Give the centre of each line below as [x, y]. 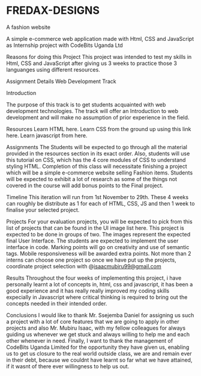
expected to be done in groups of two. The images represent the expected [98, 234]
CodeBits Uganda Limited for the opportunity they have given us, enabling [98, 347]
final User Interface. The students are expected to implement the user [92, 241]
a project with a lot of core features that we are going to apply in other [93, 321]
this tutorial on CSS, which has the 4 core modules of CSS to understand [96, 159]
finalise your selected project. [43, 210]
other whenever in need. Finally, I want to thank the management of [90, 341]
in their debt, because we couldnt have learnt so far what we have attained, [99, 360]
